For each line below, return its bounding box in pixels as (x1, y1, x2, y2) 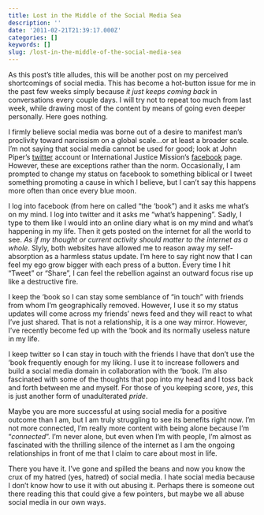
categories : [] (8, 33, 58, 42)
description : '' (8, 19, 61, 27)
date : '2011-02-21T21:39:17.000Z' (8, 26, 122, 34)
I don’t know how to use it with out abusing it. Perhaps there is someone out (8, 481, 255, 490)
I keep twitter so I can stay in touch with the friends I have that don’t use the (8, 349, 255, 359)
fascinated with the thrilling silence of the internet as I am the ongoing (8, 440, 235, 449)
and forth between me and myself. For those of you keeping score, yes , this (8, 383, 254, 392)
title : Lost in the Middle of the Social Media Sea (8, 11, 181, 20)
